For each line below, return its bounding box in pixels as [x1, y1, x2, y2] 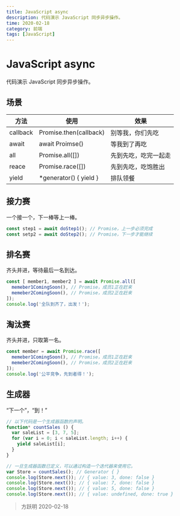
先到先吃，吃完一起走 [110, 151, 172, 160]
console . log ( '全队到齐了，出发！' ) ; [6, 301, 90, 307]
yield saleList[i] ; [17, 441, 66, 447]
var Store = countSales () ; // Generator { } [6, 469, 120, 475]
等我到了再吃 [110, 140, 147, 148]
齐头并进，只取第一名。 [6, 337, 64, 344]
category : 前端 [6, 25, 43, 32]
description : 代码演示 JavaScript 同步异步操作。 [6, 15, 123, 21]
